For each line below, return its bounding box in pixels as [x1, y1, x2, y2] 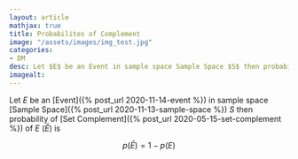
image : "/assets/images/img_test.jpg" [9, 37, 153, 47]
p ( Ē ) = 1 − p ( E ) [122, 140, 176, 150]
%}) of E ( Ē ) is [9, 123, 60, 133]
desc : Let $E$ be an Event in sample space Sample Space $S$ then [9, 63, 260, 72]
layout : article [9, 12, 69, 22]
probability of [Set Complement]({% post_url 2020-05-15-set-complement [9, 113, 282, 124]
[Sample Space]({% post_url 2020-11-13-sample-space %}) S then [9, 103, 254, 115]
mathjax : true [9, 21, 62, 30]
